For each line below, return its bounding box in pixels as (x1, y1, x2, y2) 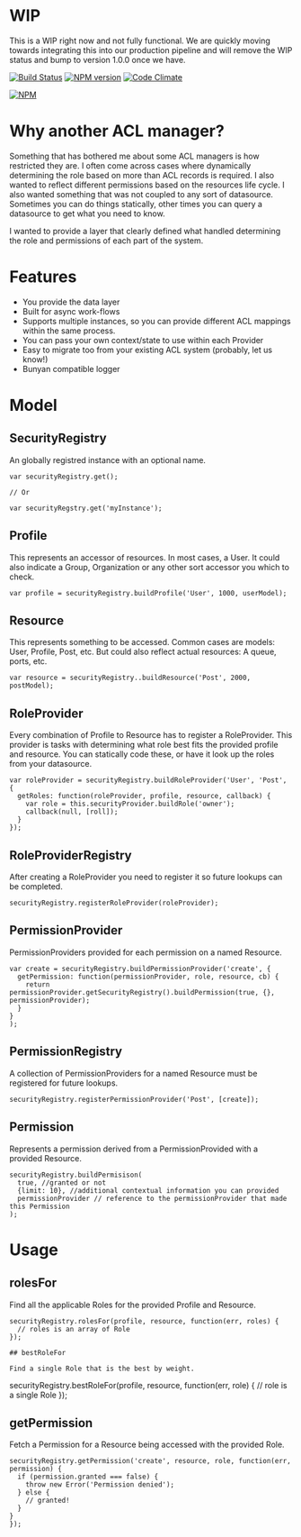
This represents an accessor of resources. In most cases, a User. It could (9, 551, 280, 563)
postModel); (9, 681, 54, 690)
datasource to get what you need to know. (9, 208, 165, 219)
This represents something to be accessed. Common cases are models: (9, 637, 276, 648)
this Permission (9, 1202, 70, 1211)
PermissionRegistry (9, 1044, 123, 1060)
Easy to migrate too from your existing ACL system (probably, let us (22, 344, 272, 355)
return (25, 979, 50, 989)
